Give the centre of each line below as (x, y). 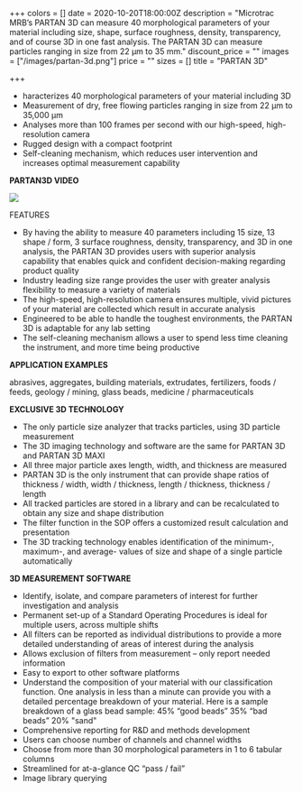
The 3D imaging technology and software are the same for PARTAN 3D (154, 446)
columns (38, 759)
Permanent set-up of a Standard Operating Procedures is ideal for (145, 615)
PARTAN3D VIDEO (44, 180)
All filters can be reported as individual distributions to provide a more (152, 634)
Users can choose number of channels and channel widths (132, 740)
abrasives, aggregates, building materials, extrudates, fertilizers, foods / (143, 382)
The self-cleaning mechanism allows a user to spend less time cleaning (155, 338)
